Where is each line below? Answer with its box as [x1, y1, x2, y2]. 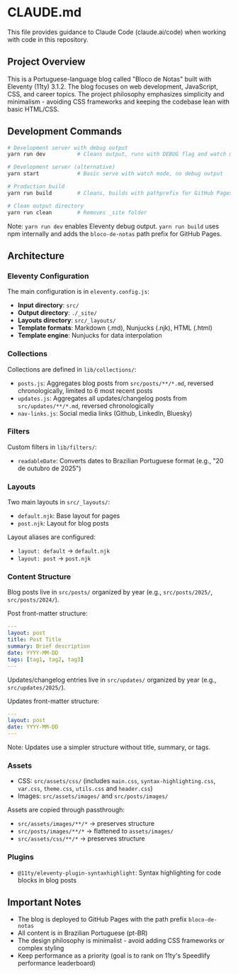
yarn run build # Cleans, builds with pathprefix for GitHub [7, 189, 214, 197]
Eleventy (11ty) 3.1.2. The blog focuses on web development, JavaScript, [7, 82, 218, 91]
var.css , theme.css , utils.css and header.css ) [17, 785, 154, 793]
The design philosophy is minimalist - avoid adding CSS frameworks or [17, 936, 225, 945]
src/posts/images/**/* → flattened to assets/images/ [17, 827, 174, 836]
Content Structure [7, 572, 72, 582]
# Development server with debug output [7, 144, 129, 151]
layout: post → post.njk [17, 554, 91, 563]
